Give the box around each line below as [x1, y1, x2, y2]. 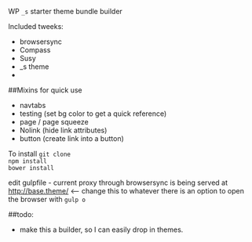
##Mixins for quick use [8, 85, 82, 95]
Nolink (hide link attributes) [19, 125, 108, 135]
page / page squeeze [19, 117, 89, 126]
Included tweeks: [8, 22, 64, 31]
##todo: [8, 210, 34, 219]
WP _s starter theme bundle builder [8, 7, 123, 16]
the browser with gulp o [8, 195, 86, 204]
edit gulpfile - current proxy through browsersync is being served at [8, 178, 228, 187]
